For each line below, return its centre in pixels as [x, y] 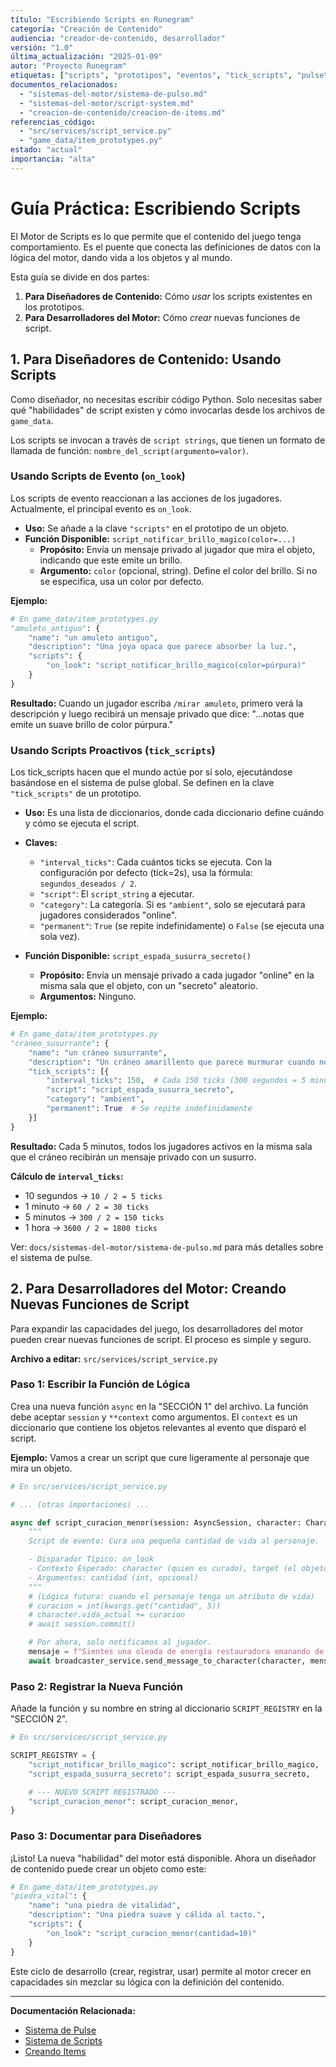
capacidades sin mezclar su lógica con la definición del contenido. [147, 1982]
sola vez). [59, 937]
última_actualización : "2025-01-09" [86, 57]
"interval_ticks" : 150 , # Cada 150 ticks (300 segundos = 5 [176, 1081]
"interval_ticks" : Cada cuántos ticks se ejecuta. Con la [156, 862]
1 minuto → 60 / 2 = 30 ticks [87, 1206]
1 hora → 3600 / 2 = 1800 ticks [91, 1227]
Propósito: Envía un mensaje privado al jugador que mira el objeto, [177, 549]
